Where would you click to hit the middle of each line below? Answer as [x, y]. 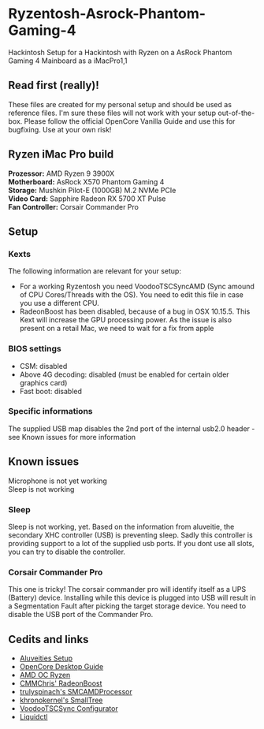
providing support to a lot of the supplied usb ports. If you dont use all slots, [131, 543]
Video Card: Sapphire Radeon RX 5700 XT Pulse [87, 199]
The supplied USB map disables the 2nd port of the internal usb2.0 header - [132, 428]
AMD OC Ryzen [45, 675]
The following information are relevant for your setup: [95, 271]
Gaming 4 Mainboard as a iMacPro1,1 [68, 61]
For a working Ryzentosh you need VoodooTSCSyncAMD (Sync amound [137, 286]
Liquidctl [33, 717]
